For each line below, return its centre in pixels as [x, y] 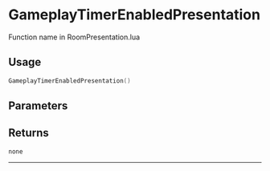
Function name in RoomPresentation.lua [74, 37]
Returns [29, 133]
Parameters [38, 106]
